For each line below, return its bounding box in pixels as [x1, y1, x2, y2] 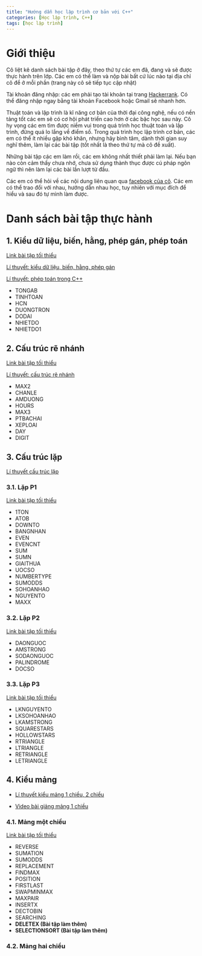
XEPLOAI [14, 422, 37, 429]
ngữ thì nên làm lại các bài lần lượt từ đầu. [6, 166, 110, 173]
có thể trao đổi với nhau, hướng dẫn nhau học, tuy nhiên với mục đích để [6, 184, 187, 191]
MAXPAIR [14, 894, 39, 901]
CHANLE [14, 389, 37, 397]
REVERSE [14, 843, 39, 850]
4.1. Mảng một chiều [6, 817, 66, 826]
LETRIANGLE [14, 757, 48, 764]
